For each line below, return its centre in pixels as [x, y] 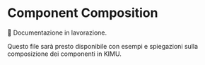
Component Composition [83, 13]
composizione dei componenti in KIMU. [64, 54]
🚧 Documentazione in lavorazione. [57, 32]
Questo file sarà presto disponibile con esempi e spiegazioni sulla [103, 46]
